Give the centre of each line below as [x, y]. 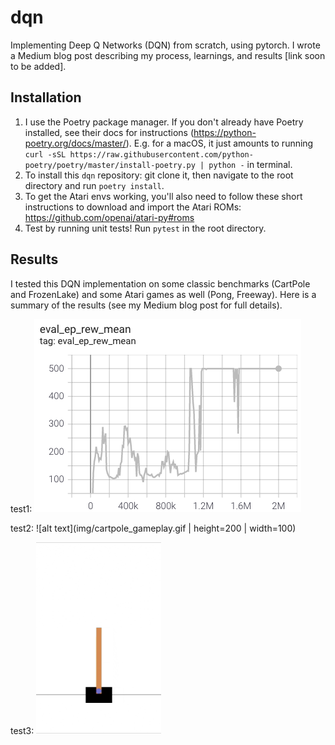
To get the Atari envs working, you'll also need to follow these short [163, 196]
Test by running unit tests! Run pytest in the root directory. [145, 228]
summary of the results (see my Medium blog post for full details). [146, 305]
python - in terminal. [250, 164]
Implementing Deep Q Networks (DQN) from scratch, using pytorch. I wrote [165, 45]
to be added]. [38, 66]
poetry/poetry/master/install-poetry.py [110, 165]
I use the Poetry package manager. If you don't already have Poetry [164, 122]
